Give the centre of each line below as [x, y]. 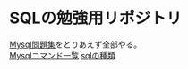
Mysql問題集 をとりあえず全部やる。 [75, 44]
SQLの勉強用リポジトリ [95, 18]
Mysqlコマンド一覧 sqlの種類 [63, 55]
